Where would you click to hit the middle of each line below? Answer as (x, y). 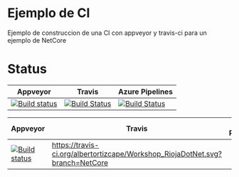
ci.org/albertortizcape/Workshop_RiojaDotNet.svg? (137, 154)
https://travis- (76, 145)
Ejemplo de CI (49, 13)
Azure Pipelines (145, 92)
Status (27, 69)
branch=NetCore (80, 163)
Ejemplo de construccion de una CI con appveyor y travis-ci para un (107, 33)
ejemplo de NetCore (37, 40)
